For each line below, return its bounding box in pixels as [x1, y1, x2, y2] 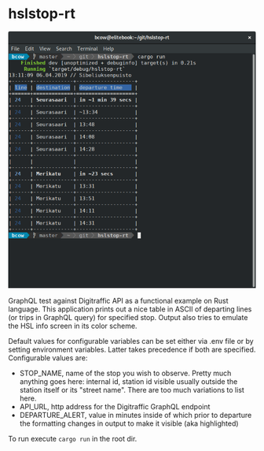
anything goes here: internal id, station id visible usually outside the [19, 377, 238, 386]
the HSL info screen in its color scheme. [8, 321, 137, 331]
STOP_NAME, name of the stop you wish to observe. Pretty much [19, 368, 232, 378]
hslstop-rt [8, 5, 76, 23]
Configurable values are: [8, 353, 88, 363]
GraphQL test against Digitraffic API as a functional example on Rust [8, 296, 229, 306]
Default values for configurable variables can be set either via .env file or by [8, 337, 254, 346]
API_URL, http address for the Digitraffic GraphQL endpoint [19, 402, 211, 412]
